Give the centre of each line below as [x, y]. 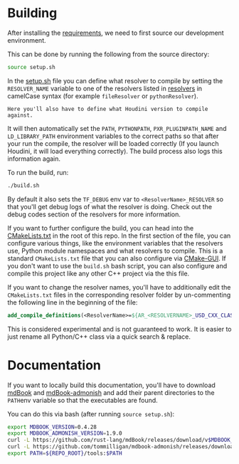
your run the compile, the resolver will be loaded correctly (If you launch [113, 143]
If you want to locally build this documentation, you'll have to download [111, 385]
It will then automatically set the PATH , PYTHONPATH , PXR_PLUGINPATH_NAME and [117, 128]
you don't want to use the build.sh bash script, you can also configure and [117, 265]
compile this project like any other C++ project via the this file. [99, 273]
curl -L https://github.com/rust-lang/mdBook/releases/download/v [108, 440]
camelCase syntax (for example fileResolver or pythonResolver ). [103, 96]
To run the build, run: [38, 172]
